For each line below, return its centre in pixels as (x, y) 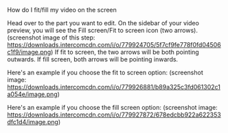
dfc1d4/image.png (33, 122)
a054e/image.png (32, 94)
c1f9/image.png (29, 52)
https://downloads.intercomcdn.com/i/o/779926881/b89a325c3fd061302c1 (114, 87)
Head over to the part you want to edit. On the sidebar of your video (103, 23)
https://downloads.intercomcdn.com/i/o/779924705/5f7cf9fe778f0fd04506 (114, 45)
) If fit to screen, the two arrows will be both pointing (125, 52)
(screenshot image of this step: (51, 38)
